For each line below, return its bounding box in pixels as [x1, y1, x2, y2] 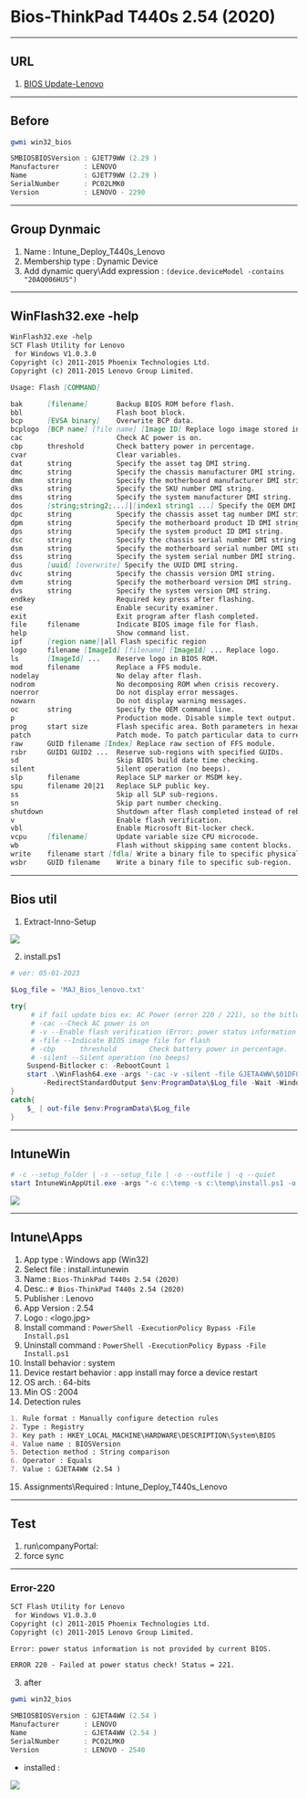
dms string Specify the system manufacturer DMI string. [10, 493, 292, 502]
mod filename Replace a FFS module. [10, 662, 203, 672]
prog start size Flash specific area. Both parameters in [10, 721, 276, 731]
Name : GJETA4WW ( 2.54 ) [10, 1728, 158, 1737]
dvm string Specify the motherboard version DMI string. [10, 578, 292, 587]
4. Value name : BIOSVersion [10, 1439, 121, 1448]
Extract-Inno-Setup [23, 916, 97, 927]
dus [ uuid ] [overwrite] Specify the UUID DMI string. [10, 561, 240, 570]
